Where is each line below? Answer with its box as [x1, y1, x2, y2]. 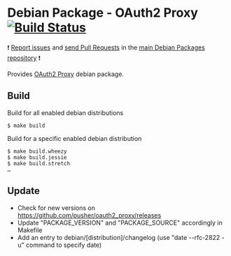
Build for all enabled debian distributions [7, 108, 124, 116]
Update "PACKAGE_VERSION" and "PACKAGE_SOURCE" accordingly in [17, 218, 223, 227]
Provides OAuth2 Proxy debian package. [7, 70, 125, 78]
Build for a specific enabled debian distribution [7, 134, 142, 142]
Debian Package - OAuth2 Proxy [7, 5, 198, 21]
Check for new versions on [17, 204, 96, 212]
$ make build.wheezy [7, 148, 68, 155]
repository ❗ [7, 54, 41, 62]
